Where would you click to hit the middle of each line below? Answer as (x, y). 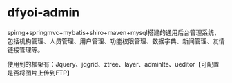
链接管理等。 (25, 49)
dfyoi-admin (43, 13)
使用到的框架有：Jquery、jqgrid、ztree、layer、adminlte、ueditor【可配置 (113, 64)
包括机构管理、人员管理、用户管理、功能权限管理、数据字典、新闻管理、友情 (116, 41)
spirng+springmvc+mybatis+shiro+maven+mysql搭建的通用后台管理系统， (114, 32)
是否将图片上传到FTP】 (40, 73)
